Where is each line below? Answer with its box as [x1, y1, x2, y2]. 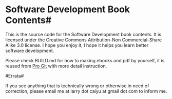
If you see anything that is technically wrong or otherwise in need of [5, 83, 149, 89]
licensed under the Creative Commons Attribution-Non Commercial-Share [5, 37, 162, 43]
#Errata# [5, 72, 24, 79]
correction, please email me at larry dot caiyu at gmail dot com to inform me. [5, 88, 167, 94]
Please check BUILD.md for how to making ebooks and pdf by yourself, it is [5, 57, 165, 63]
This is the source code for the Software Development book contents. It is [5, 31, 162, 37]
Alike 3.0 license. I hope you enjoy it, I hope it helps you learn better [5, 42, 149, 48]
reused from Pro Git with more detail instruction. [5, 63, 107, 69]
